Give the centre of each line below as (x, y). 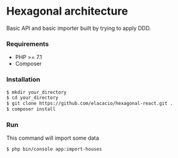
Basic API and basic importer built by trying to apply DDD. (79, 28)
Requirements (28, 44)
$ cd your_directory (33, 98)
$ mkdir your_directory (37, 92)
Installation (23, 79)
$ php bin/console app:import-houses (54, 149)
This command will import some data (53, 138)
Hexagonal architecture (67, 11)
